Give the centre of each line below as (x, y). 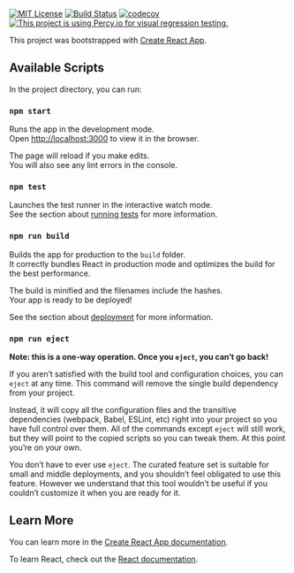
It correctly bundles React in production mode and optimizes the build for (142, 264)
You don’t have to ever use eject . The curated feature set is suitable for (139, 465)
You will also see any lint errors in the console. (94, 165)
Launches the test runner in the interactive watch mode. (111, 205)
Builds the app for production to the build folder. (98, 254)
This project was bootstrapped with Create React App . (108, 40)
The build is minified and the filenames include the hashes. (116, 290)
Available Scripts (57, 68)
